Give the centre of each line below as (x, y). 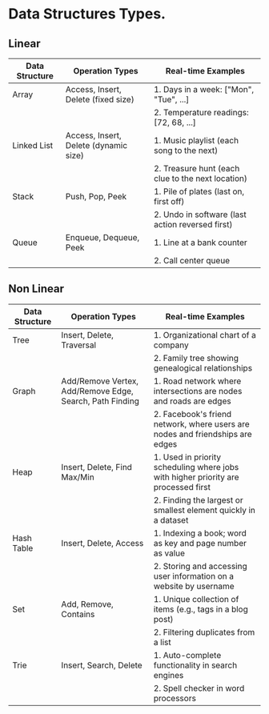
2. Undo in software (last (200, 215)
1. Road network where (197, 381)
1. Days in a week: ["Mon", (204, 89)
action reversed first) (193, 225)
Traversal (79, 345)
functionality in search (195, 665)
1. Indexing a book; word (200, 533)
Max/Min (78, 477)
